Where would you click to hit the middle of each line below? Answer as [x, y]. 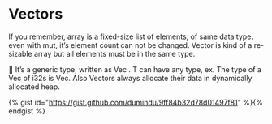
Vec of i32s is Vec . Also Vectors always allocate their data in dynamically [130, 78]
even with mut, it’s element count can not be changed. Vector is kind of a [130, 45]
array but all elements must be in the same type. [114, 53]
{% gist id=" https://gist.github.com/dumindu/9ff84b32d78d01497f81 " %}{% [136, 102]
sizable [20, 53]
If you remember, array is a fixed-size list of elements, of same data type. [131, 36]
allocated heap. [35, 87]
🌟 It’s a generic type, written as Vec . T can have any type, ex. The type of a [135, 69]
